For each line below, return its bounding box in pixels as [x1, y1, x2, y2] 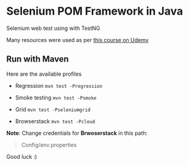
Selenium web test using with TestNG [6, 24, 101, 32]
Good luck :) [6, 153, 38, 160]
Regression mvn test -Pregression [15, 82, 102, 89]
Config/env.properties [21, 141, 77, 148]
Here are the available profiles [6, 70, 82, 78]
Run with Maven [6, 54, 69, 65]
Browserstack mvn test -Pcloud [15, 117, 96, 125]
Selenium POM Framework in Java [6, 4, 184, 18]
